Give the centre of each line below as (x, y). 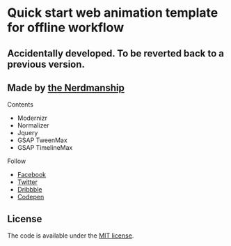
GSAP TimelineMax (45, 148)
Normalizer (33, 125)
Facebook (32, 175)
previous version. (46, 64)
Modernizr (32, 118)
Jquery (27, 133)
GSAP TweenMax (42, 140)
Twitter (27, 182)
